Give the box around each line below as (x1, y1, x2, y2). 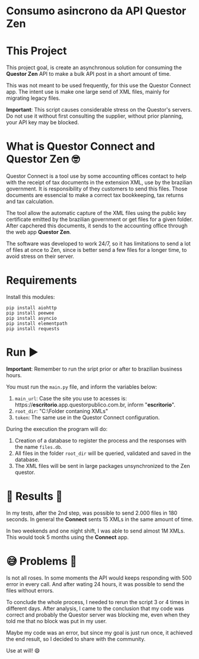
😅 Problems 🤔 (6, 555, 77, 568)
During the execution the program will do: (6, 425, 108, 432)
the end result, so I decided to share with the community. (6, 635, 146, 642)
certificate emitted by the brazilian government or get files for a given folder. (6, 216, 193, 223)
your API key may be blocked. (6, 119, 79, 126)
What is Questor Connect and (6, 140, 156, 153)
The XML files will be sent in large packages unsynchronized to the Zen (14, 462, 190, 469)
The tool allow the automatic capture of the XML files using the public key (6, 210, 187, 217)
